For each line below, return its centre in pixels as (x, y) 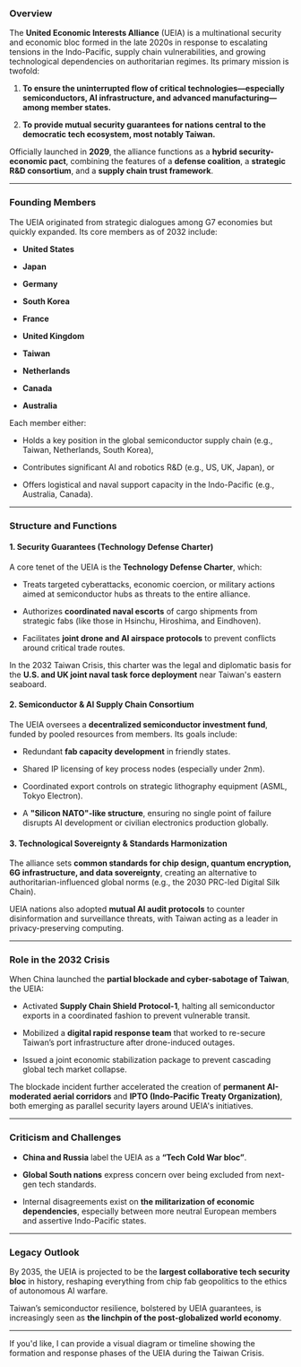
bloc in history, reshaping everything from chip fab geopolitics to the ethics (148, 1282)
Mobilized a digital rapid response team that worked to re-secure (144, 1033)
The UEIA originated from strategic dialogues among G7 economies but (141, 222)
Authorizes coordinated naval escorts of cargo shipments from (140, 611)
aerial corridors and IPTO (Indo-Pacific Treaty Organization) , (168, 1096)
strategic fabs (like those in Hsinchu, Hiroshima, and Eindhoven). (142, 621)
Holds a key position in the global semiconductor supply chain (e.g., (147, 440)
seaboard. (28, 683)
